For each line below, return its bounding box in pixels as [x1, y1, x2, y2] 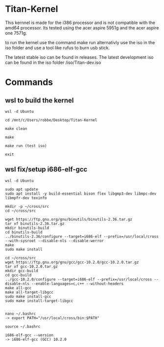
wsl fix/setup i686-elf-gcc [5, 165, 88, 173]
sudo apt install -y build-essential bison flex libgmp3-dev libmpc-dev [5, 191, 157, 196]
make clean [5, 126, 27, 131]
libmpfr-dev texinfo [5, 195, 47, 200]
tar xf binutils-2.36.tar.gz [5, 221, 65, 226]
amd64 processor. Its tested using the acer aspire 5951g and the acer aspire [5, 25, 159, 30]
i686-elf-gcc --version [5, 332, 54, 338]
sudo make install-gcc [5, 294, 51, 299]
